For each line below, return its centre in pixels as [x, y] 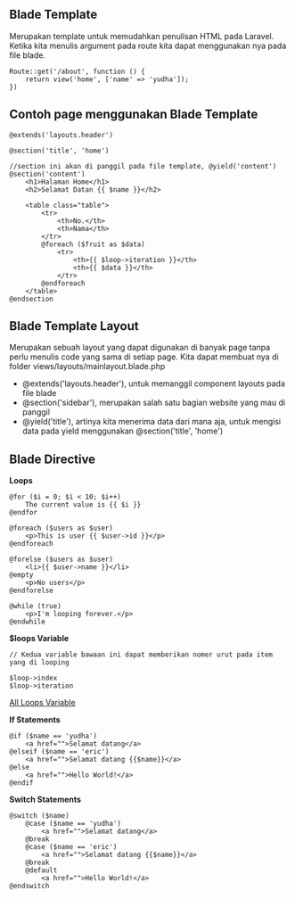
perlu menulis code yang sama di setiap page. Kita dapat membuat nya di [144, 357]
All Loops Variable [42, 703]
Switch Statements [45, 800]
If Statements [35, 720]
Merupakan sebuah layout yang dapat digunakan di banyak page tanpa [140, 348]
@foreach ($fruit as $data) [93, 244]
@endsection [31, 299]
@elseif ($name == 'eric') [59, 752]
